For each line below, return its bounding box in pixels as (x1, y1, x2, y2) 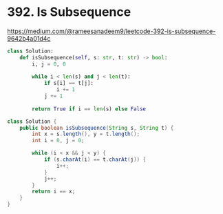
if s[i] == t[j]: (43, 80, 94, 87)
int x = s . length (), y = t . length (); (32, 130, 140, 138)
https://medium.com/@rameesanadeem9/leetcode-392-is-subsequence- (7, 27, 216, 35)
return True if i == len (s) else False (32, 105, 147, 113)
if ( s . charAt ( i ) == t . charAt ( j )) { (43, 156, 147, 163)
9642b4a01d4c (7, 34, 51, 42)
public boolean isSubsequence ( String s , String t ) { (19, 124, 174, 131)
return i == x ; (32, 188, 76, 195)
